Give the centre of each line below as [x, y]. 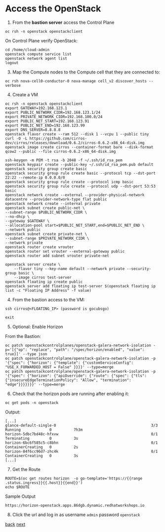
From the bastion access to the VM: [48, 299]
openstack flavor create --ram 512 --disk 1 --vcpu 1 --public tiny [77, 134]
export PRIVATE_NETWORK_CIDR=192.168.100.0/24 [54, 117]
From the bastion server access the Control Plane [63, 22]
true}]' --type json [26, 354]
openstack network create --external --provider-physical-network [75, 195]
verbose [13, 85]
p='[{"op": [16, 350]
